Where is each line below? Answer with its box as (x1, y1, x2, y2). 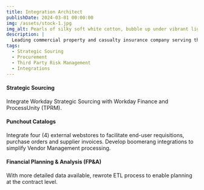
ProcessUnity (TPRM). (6, 104, 62, 111)
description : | (6, 32, 45, 38)
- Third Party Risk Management (12, 59, 91, 66)
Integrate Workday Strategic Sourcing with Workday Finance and (6, 98, 169, 105)
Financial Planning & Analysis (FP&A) (6, 158, 102, 166)
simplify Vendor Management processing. (6, 144, 111, 152)
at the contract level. (6, 178, 58, 185)
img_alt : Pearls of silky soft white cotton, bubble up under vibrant (6, 25, 189, 32)
